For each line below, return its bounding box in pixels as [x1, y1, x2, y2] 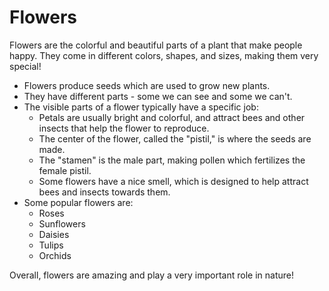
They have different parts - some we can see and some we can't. [23, 90, 293, 102]
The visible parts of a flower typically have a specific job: [23, 101, 259, 113]
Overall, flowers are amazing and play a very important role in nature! [9, 269, 294, 281]
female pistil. [38, 164, 92, 176]
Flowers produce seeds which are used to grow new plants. [23, 79, 271, 91]
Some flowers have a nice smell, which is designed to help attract [38, 175, 309, 187]
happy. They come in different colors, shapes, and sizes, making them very [9, 49, 319, 61]
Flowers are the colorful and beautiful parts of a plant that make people [9, 39, 303, 51]
